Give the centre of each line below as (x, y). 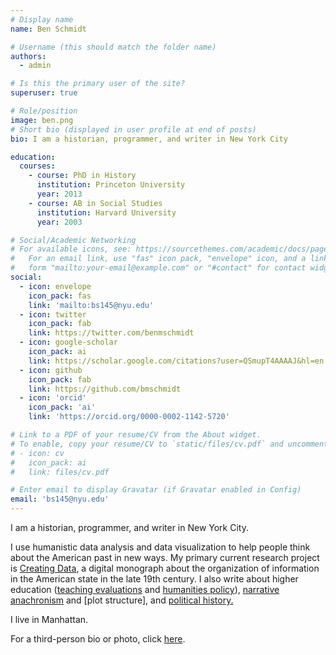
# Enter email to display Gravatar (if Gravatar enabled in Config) (156, 490)
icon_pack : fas (60, 296)
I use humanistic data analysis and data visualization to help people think (160, 547)
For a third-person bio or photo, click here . (98, 639)
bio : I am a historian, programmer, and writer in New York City (149, 139)
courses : (37, 166)
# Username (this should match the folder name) (113, 47)
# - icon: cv (37, 453)
